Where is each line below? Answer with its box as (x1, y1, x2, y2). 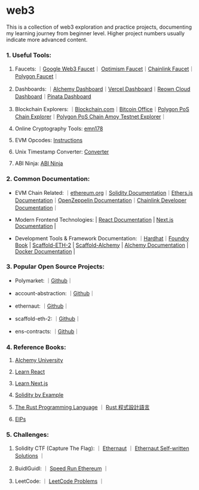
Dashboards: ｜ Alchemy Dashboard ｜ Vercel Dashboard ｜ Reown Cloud (14, 85, 191, 93)
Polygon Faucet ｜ (14, 73, 59, 80)
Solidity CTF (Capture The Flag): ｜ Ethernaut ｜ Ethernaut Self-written (14, 445, 189, 452)
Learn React (14, 368, 45, 375)
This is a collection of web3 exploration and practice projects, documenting (6, 23, 192, 30)
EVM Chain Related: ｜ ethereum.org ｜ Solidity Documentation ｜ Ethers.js (14, 189, 193, 196)
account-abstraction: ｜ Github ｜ (14, 289, 96, 296)
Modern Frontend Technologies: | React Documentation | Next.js (14, 216, 174, 223)
